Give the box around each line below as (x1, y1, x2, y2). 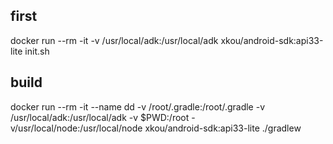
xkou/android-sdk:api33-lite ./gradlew (144, 122, 302, 134)
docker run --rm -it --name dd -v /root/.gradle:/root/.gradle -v (10, 100, 265, 113)
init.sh (24, 45, 50, 57)
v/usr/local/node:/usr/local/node (10, 122, 143, 134)
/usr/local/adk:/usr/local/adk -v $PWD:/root (10, 111, 190, 123)
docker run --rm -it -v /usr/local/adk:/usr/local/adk (10, 34, 219, 46)
